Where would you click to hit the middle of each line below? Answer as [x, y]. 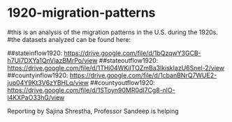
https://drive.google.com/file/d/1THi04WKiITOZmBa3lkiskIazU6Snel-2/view [116, 68]
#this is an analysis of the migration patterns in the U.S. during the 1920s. [113, 32]
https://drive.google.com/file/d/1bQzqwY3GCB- [132, 53]
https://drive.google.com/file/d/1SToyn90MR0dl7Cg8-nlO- [92, 90]
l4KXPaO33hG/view [36, 97]
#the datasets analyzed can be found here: [69, 39]
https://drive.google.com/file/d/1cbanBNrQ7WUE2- [143, 75]
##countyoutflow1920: [122, 82]
